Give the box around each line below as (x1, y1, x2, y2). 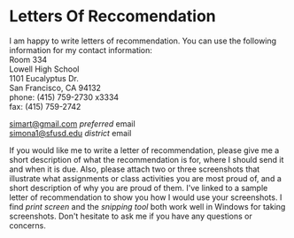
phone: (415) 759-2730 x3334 (9, 91, 120, 103)
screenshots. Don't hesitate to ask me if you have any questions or (9, 211, 252, 221)
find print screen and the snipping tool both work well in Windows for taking (9, 201, 286, 211)
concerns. (9, 219, 47, 231)
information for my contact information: (9, 44, 153, 55)
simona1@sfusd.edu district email (9, 127, 132, 138)
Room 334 (9, 54, 48, 65)
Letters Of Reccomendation (9, 6, 217, 27)
